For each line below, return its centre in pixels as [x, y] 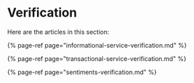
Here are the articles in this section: [58, 32]
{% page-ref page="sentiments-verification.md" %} [82, 72]
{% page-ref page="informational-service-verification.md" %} [97, 45]
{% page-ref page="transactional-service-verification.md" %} [97, 58]
